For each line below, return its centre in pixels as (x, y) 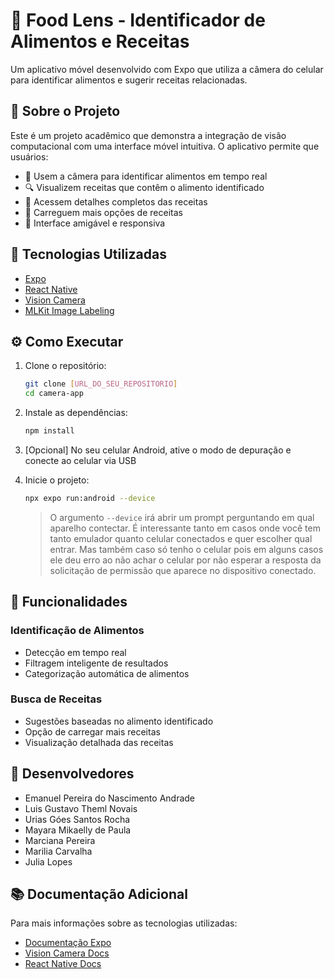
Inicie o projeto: (57, 480)
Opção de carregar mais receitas (92, 731)
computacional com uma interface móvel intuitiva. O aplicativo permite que (165, 146)
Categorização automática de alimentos (107, 673)
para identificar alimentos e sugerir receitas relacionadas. (129, 80)
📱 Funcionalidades (69, 602)
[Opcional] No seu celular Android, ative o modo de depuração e (158, 450)
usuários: (29, 156)
